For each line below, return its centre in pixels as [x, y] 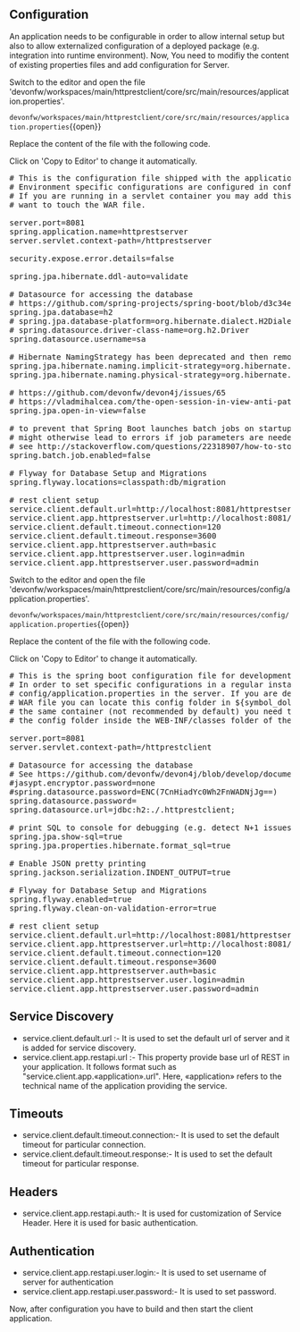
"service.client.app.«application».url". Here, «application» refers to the [152, 1076]
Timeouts [37, 1114]
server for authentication [68, 1282]
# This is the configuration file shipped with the [125, 178]
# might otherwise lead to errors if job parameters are [137, 437]
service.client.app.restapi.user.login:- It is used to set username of [144, 1273]
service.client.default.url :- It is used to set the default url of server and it [156, 1038]
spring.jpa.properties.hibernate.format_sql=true [120, 845]
